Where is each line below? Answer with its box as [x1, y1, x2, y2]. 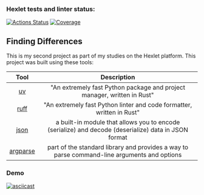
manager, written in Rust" [81, 91, 154, 99]
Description [100, 73, 135, 82]
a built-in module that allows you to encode [55, 118, 180, 127]
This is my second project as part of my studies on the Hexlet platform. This [6, 52, 196, 59]
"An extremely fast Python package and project [50, 84, 185, 92]
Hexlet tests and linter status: [6, 5, 95, 13]
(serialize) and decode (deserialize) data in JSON [47, 126, 188, 134]
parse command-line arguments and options [53, 151, 182, 159]
